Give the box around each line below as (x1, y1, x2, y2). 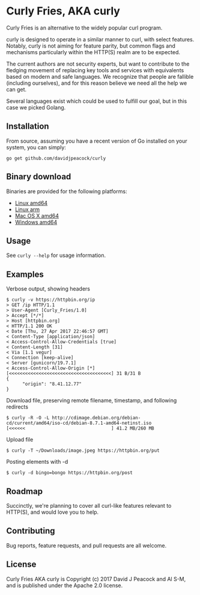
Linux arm (14, 206, 40, 213)
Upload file (6, 436, 34, 443)
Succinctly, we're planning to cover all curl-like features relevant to (6, 502, 172, 509)
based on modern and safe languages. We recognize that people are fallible (6, 73, 194, 80)
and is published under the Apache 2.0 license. (6, 582, 123, 589)
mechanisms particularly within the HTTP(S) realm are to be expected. (6, 48, 181, 55)
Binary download (6, 171, 71, 182)
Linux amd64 (14, 199, 48, 206)
